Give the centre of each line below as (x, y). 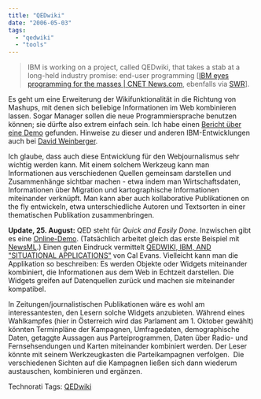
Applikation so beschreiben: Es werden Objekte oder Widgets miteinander (128, 264)
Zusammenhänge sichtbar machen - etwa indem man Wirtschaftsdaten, (125, 181)
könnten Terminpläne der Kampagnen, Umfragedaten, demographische (124, 330)
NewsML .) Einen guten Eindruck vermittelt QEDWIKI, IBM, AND (110, 247)
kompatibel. (27, 289)
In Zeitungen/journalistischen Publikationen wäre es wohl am (107, 304)
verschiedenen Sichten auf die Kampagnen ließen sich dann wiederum (123, 363)
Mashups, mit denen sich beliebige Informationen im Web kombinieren (122, 108)
